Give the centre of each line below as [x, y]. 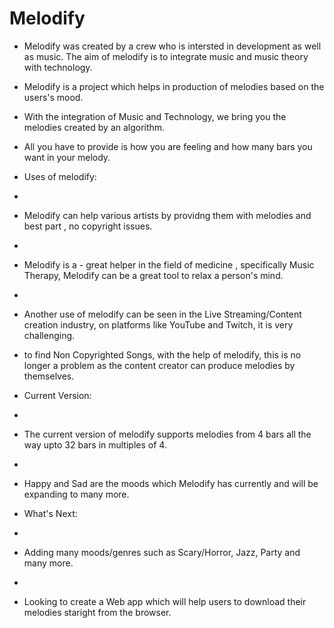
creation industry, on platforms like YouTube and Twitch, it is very [158, 324]
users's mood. [53, 97]
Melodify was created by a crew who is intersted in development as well [172, 46]
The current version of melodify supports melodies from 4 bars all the [167, 434]
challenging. [49, 335]
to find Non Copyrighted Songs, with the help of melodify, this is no [162, 354]
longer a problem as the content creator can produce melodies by [159, 365]
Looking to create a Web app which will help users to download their [165, 601]
